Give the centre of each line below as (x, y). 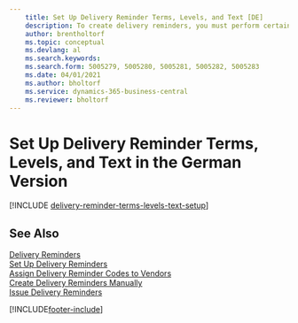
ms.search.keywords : (63, 58)
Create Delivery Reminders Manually (76, 283)
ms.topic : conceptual (65, 42)
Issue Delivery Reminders (56, 292)
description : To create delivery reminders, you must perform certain (158, 26)
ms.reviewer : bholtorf (67, 100)
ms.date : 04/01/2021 (63, 75)
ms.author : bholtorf (63, 83)
